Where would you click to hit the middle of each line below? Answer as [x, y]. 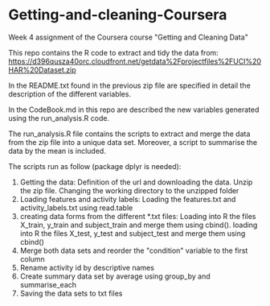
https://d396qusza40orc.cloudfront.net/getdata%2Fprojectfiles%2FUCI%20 [135, 61]
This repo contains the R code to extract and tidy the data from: [113, 52]
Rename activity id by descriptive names [87, 267]
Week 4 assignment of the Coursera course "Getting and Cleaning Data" [129, 37]
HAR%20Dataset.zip [42, 69]
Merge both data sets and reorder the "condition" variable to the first [134, 250]
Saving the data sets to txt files [71, 293]
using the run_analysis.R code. [59, 118]
